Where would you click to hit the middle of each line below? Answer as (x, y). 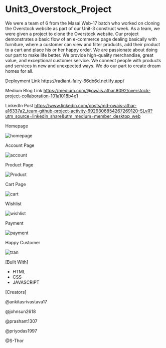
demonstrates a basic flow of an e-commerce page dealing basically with (81, 39)
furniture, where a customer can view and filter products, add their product (83, 44)
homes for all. (19, 71)
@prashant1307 (21, 321)
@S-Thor (15, 340)
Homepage (17, 126)
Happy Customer (23, 242)
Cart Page (16, 184)
